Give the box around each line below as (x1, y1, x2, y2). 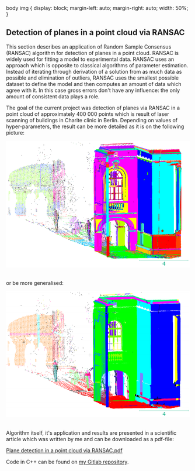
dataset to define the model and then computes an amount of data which (6, 80, 182, 87)
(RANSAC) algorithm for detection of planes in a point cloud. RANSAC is (6, 49, 179, 56)
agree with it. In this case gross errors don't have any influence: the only (6, 87, 180, 94)
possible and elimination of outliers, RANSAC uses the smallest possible (6, 74, 179, 81)
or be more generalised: (6, 279, 64, 286)
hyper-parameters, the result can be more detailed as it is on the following (6, 123, 184, 130)
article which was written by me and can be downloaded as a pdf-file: (6, 436, 174, 443)
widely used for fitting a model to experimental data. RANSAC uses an (6, 56, 175, 63)
